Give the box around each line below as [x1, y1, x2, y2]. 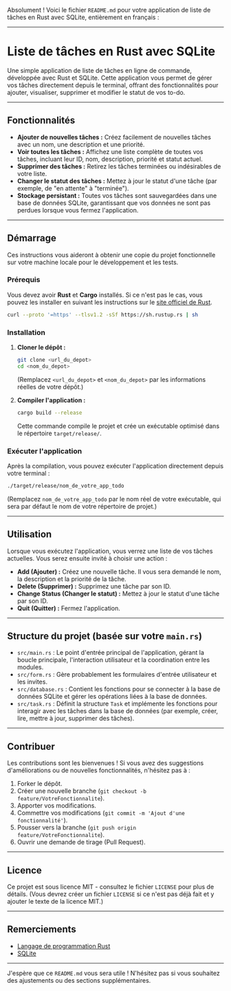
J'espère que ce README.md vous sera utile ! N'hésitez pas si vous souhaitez [7, 969, 220, 977]
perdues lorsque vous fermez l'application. [16, 206, 139, 214]
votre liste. [16, 169, 47, 177]
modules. [16, 663, 44, 671]
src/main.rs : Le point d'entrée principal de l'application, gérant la [16, 649, 204, 657]
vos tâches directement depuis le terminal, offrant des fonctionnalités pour [7, 80, 219, 89]
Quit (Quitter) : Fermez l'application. [16, 604, 120, 612]
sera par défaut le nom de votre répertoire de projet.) [7, 502, 157, 510]
